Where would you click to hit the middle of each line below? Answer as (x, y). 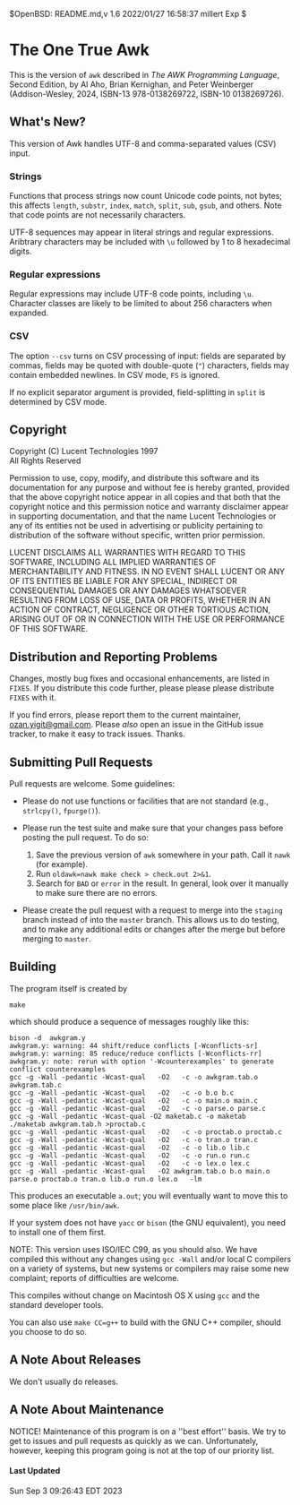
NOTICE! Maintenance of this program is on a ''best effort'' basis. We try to (148, 1431)
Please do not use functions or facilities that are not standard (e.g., (145, 801)
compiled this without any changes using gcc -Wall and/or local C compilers (150, 1259)
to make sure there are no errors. (97, 893)
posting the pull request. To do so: (86, 838)
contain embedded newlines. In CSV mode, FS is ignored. (115, 374)
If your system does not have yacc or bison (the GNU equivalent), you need (148, 1222)
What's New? (48, 122)
